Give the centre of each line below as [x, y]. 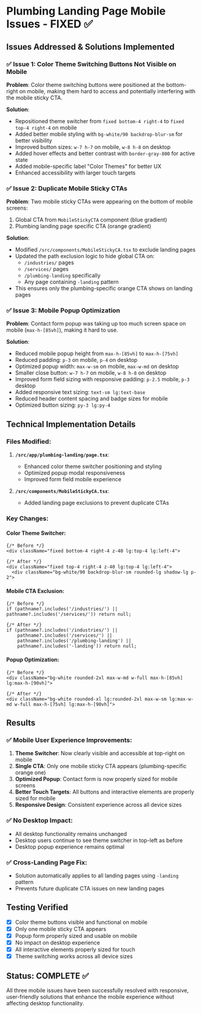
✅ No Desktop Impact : [39, 821]
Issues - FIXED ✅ [49, 24]
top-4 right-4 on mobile [46, 127]
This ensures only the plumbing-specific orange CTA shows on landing [104, 289]
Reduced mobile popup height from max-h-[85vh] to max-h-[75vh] [97, 353]
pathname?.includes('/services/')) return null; [69, 614]
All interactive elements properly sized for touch [75, 949]
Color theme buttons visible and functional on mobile [81, 922]
